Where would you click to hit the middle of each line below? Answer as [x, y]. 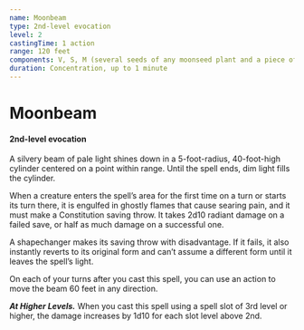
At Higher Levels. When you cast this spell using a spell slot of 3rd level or [148, 306]
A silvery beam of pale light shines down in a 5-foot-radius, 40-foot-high [145, 159]
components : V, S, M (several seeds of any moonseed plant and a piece [147, 60]
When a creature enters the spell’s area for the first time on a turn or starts [148, 196]
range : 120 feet [40, 52]
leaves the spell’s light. [52, 262]
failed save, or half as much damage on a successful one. [117, 225]
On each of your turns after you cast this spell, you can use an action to [142, 279]
